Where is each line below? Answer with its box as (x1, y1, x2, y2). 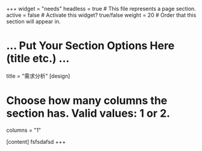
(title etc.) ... (6, 52, 70, 66)
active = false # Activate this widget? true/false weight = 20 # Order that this (6, 11, 197, 19)
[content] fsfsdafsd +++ (6, 138, 66, 145)
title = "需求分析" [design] (6, 72, 71, 79)
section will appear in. (6, 18, 61, 25)
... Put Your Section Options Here (6, 39, 175, 53)
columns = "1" (6, 126, 41, 134)
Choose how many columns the (6, 94, 168, 108)
